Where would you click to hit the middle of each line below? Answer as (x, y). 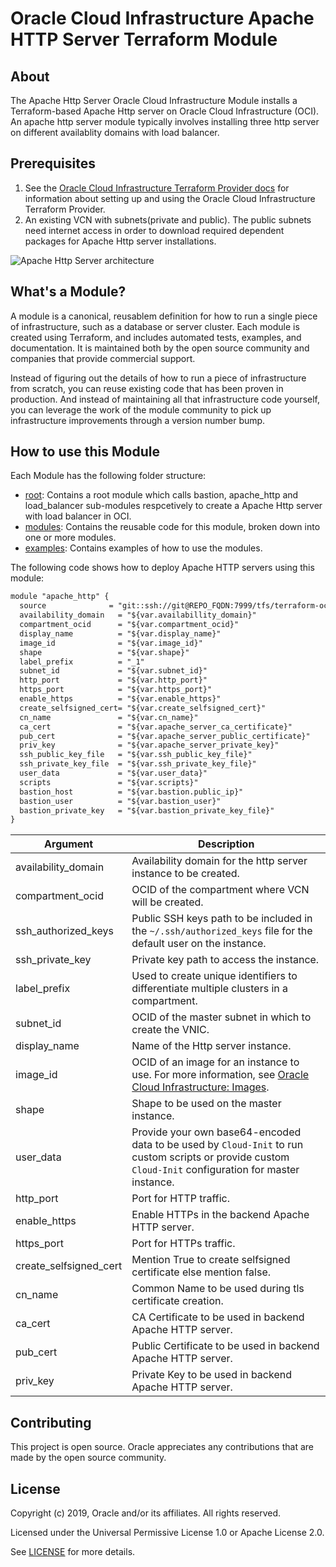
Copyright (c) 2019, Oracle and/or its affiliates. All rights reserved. (146, 1513)
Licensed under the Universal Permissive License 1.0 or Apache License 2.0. (167, 1532)
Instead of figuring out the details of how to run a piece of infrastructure (158, 378)
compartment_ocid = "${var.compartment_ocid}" (129, 625)
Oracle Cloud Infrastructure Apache (162, 18)
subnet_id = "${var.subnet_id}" (113, 671)
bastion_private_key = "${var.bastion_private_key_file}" (147, 810)
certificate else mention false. (201, 1272)
